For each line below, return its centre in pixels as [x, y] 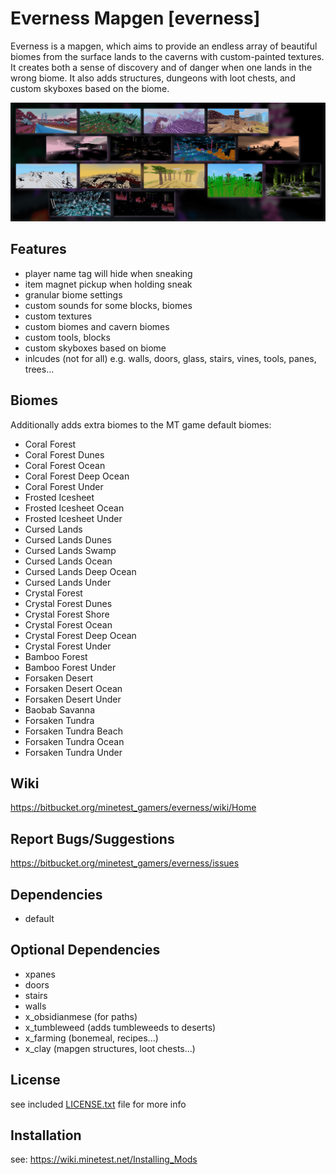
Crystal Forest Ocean [68, 624]
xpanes [40, 974]
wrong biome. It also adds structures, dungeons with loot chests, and [153, 78]
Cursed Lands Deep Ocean [80, 571]
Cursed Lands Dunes [68, 539]
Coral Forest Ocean [65, 465]
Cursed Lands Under [68, 582]
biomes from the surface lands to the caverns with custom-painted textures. [167, 56]
